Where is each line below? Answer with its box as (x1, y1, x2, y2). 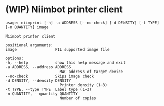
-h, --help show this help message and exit (5, 60, 126, 65)
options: (5, 56, 24, 61)
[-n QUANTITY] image (5, 24, 49, 30)
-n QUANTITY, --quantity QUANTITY (5, 91, 78, 96)
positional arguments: (5, 42, 53, 48)
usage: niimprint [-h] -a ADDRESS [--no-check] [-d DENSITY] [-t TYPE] (5, 20, 159, 25)
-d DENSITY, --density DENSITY (5, 78, 71, 83)
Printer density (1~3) (59, 82, 108, 87)
